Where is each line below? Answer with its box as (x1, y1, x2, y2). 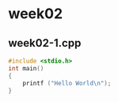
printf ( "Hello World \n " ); (22, 79, 112, 87)
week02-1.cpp (8, 36, 82, 50)
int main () (8, 64, 44, 72)
